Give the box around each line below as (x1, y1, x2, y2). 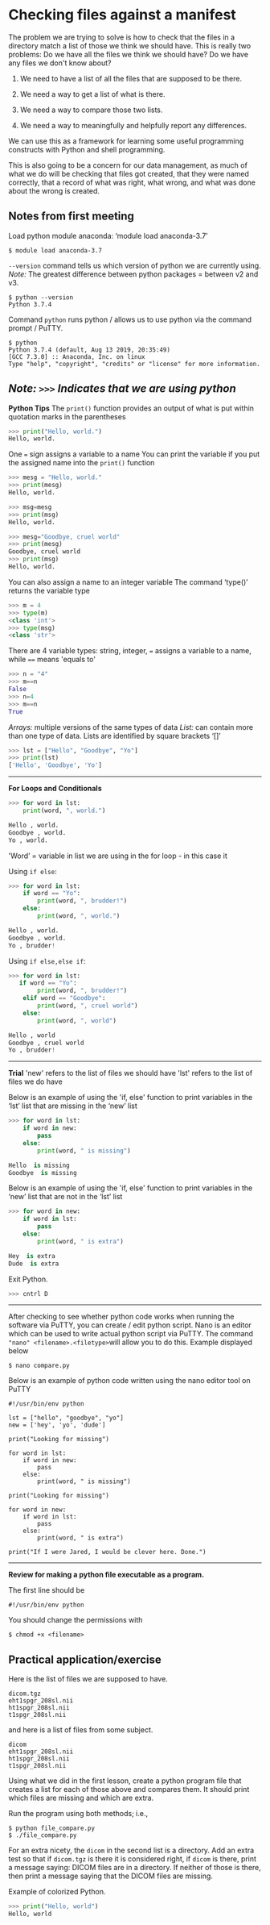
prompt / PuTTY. (8, 323, 63, 332)
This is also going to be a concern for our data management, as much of (8, 160, 247, 170)
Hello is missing (8, 1161, 70, 1169)
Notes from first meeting (8, 210, 135, 223)
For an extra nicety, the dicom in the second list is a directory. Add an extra (8, 1845, 255, 1856)
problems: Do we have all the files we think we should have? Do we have (8, 49, 249, 59)
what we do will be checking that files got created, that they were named (8, 169, 249, 178)
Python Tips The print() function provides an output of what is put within (8, 403, 255, 413)
